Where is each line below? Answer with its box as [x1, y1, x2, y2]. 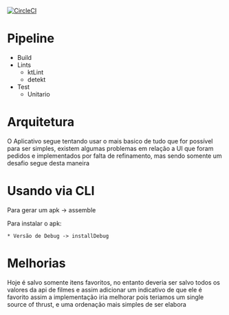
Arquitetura [7, 114, 74, 130]
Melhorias [7, 256, 67, 271]
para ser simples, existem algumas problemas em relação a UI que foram [7, 144, 214, 152]
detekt [27, 75, 46, 83]
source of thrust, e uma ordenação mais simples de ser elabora [7, 300, 187, 308]
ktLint [27, 68, 44, 76]
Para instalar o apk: [7, 219, 62, 227]
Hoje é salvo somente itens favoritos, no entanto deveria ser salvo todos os [7, 278, 220, 286]
